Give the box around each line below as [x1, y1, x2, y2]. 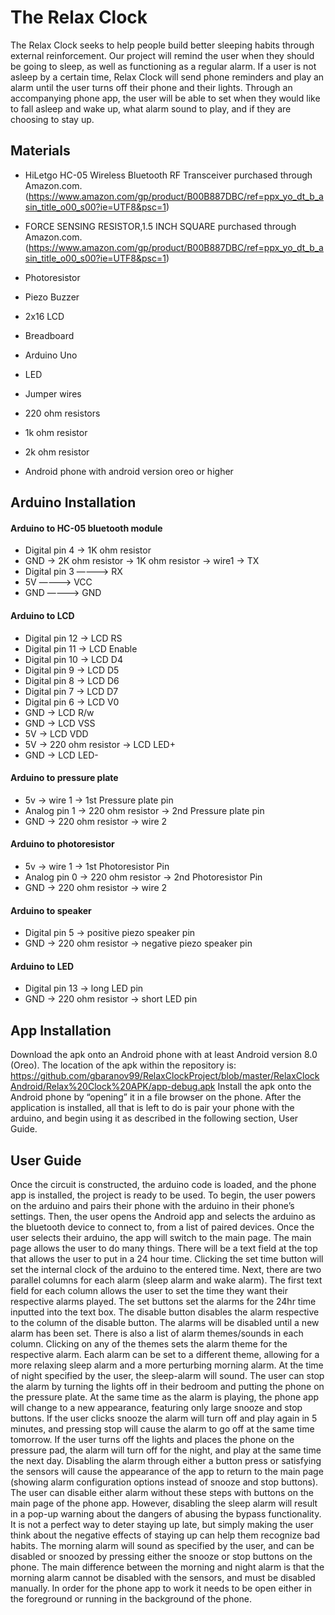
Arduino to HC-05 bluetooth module [10, 522, 163, 534]
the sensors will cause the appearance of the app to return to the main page [10, 1465, 324, 1477]
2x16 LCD [24, 310, 65, 322]
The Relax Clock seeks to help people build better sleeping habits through [10, 39, 315, 51]
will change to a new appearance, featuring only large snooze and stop [10, 1401, 303, 1413]
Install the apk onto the [217, 1081, 312, 1093]
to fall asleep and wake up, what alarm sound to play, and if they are [10, 102, 292, 115]
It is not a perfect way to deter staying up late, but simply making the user [10, 1518, 314, 1530]
